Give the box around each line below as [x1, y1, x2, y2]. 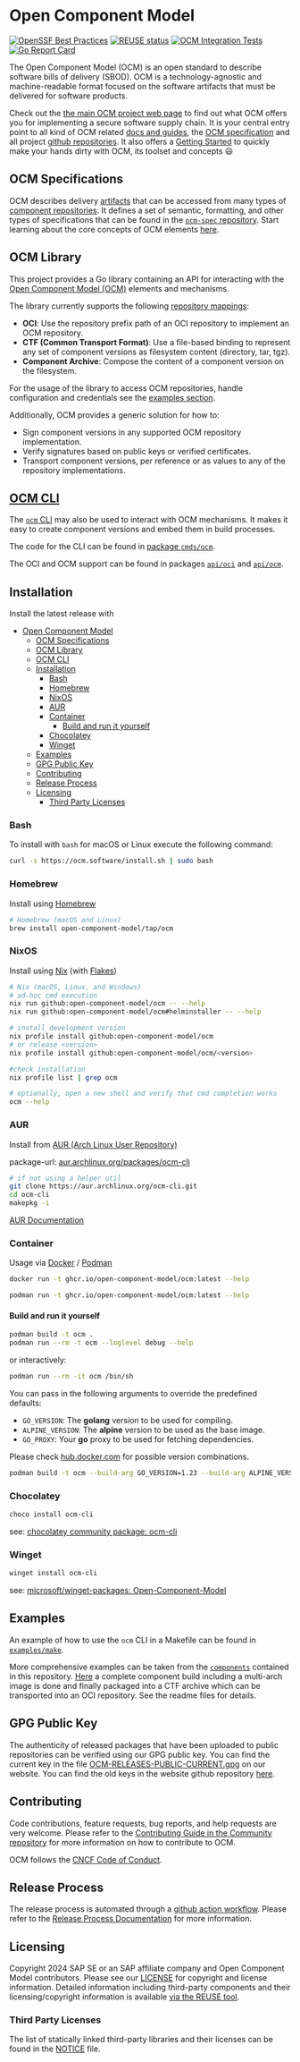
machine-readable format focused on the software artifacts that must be [9, 81, 276, 91]
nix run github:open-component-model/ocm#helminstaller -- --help [9, 1007, 262, 1016]
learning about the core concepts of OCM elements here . [9, 224, 220, 234]
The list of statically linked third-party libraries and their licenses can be [9, 2034, 274, 2045]
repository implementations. [21, 464, 126, 475]
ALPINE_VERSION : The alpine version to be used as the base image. [21, 1424, 265, 1435]
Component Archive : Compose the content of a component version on [21, 355, 284, 367]
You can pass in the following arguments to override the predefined [9, 1387, 257, 1398]
